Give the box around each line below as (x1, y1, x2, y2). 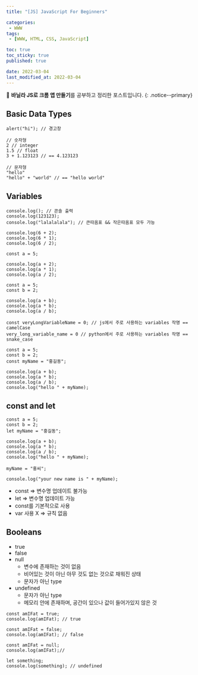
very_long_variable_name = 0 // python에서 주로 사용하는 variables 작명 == (6, 331, 188, 337)
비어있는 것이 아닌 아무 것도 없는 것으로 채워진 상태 (23, 570, 142, 577)
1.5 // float (6, 148, 39, 154)
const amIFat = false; (6, 626, 62, 632)
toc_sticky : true (6, 52, 49, 58)
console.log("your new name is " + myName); (6, 476, 118, 482)
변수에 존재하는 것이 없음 (23, 562, 81, 570)
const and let (6, 400, 56, 411)
